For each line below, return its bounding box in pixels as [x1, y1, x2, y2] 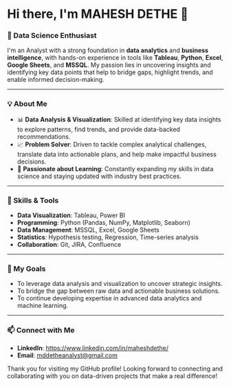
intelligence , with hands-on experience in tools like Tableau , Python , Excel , [7, 54, 223, 62]
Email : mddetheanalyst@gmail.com [16, 351, 118, 360]
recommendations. [16, 132, 71, 140]
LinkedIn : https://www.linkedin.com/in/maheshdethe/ [16, 344, 169, 352]
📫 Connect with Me [7, 326, 75, 335]
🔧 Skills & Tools [7, 195, 59, 205]
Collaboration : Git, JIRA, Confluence [16, 241, 122, 249]
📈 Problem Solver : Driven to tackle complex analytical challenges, [16, 140, 207, 148]
